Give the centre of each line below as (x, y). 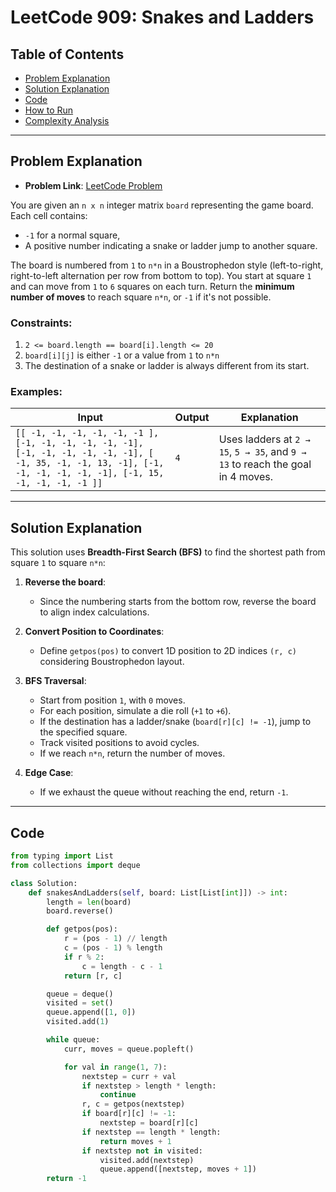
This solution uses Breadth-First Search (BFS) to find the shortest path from (168, 552)
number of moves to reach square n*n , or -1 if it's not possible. (141, 297)
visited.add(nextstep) (147, 1160)
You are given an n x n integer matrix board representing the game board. (162, 205)
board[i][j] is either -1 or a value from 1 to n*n (122, 355)
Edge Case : (49, 773)
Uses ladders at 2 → (264, 439)
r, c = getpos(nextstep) (133, 1104)
